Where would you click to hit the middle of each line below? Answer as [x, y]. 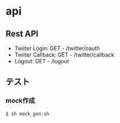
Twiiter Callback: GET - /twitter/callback [64, 55]
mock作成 [20, 100]
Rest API [22, 34]
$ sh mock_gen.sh [28, 114]
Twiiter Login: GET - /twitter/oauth [57, 48]
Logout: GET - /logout [42, 61]
